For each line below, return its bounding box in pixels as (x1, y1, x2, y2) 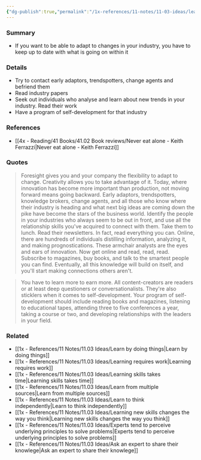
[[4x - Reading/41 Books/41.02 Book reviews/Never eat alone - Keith (14, 137, 184, 144)
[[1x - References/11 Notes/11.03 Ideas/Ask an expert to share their (14, 440, 179, 448)
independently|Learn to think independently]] (14, 403, 127, 410)
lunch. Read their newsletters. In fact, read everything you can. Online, (20, 229, 195, 236)
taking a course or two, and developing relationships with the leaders (20, 310, 191, 317)
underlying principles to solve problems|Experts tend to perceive (14, 428, 175, 435)
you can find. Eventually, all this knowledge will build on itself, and (20, 260, 184, 268)
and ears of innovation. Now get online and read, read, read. (20, 248, 170, 255)
